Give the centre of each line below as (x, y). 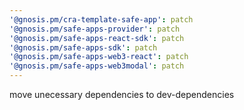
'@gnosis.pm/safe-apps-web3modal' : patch (97, 66)
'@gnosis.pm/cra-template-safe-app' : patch (101, 19)
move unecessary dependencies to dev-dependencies (122, 94)
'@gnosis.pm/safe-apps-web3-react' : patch (99, 57)
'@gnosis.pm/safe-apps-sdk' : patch (83, 47)
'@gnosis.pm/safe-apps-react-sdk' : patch (97, 38)
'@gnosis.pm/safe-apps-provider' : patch (95, 29)
